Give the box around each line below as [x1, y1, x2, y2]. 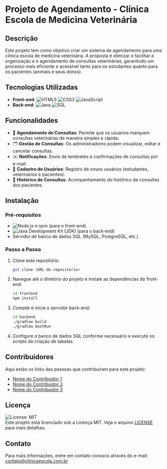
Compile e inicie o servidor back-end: [12, 305, 90, 311]
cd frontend [12, 291, 38, 296]
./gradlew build [12, 319, 47, 324]
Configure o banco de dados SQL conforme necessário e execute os [12, 333, 154, 339]
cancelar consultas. [12, 148, 54, 154]
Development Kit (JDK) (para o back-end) [29, 228, 115, 234]
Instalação [5, 196, 39, 205]
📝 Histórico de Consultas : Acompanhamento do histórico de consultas [12, 176, 159, 182]
